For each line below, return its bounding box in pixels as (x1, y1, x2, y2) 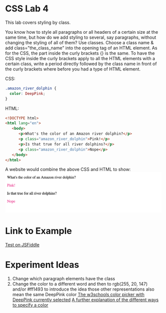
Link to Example (5, 226, 72, 236)
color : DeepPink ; (9, 91, 46, 96)
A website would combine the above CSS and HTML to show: (5, 166, 131, 172)
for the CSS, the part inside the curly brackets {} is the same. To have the (5, 50, 155, 56)
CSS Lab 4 (5, 3, 49, 14)
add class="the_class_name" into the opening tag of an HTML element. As (5, 45, 158, 51)
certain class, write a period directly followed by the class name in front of (5, 61, 157, 67)
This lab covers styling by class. (5, 19, 71, 25)
